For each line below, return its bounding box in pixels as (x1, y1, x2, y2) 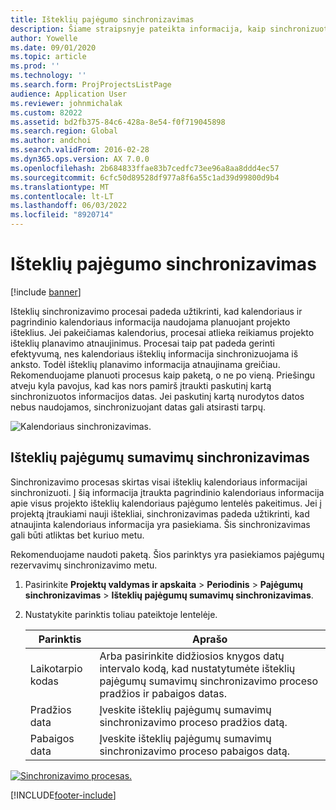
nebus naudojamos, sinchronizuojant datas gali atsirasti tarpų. (10, 401, 266, 413)
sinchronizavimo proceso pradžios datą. (99, 715, 288, 729)
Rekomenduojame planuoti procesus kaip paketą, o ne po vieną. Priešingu (10, 369, 316, 381)
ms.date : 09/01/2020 (10, 42, 97, 53)
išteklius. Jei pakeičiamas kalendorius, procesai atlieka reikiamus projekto (10, 326, 315, 338)
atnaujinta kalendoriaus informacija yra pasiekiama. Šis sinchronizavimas (10, 518, 311, 530)
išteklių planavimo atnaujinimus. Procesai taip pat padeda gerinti (10, 337, 275, 349)
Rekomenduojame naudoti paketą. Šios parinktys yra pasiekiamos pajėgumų (10, 548, 325, 560)
